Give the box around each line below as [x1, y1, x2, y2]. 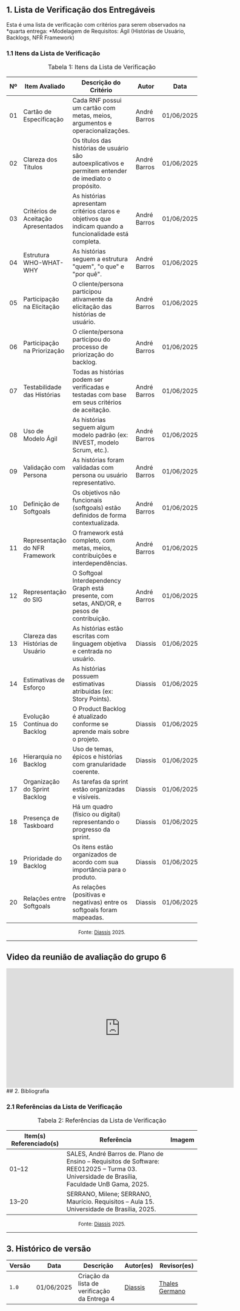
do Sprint [23, 785, 50, 794]
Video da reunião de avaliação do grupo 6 [6, 952, 167, 962]
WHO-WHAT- [23, 259, 64, 267]
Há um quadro [72, 802, 113, 811]
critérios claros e [72, 207, 120, 215]
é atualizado [72, 713, 107, 721]
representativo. [72, 479, 116, 487]
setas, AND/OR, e [72, 599, 122, 608]
